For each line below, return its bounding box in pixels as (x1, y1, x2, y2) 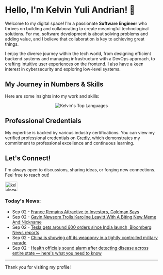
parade (12, 239, 27, 245)
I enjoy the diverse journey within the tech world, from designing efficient (5, 51, 151, 56)
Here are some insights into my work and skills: (5, 93, 99, 99)
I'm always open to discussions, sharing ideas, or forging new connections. (5, 167, 156, 173)
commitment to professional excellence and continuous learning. (5, 140, 134, 146)
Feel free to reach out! (5, 172, 49, 178)
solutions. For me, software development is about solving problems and (5, 31, 148, 37)
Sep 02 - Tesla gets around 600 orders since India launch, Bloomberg (12, 224, 152, 230)
